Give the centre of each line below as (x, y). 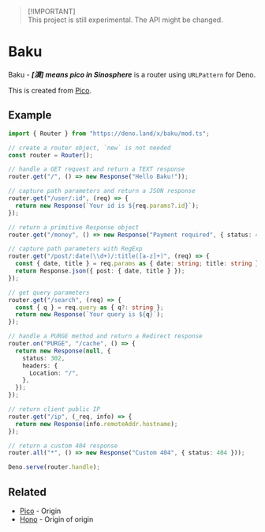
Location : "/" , (54, 373)
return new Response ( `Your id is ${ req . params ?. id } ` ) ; (107, 206)
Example (30, 115)
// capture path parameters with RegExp (76, 249)
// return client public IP (54, 409)
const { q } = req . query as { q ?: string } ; (90, 308)
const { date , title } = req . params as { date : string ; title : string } (137, 264)
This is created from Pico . (50, 90)
